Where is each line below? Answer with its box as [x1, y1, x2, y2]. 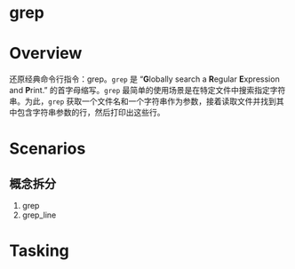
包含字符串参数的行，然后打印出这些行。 [16, 107, 165, 118]
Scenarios [9, 138, 86, 159]
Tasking [9, 241, 69, 261]
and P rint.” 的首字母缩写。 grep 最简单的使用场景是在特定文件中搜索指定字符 [9, 85, 286, 96]
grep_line [21, 210, 57, 220]
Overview [9, 44, 83, 64]
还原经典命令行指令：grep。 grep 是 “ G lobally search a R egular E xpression [9, 74, 280, 84]
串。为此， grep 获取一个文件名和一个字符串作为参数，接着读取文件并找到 [9, 96, 277, 107]
